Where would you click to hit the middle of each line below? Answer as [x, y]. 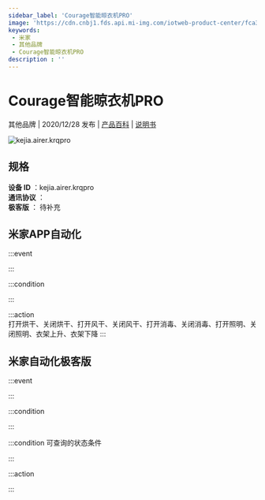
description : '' [37, 60]
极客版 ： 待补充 [34, 207]
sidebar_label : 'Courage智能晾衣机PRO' [71, 15]
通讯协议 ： [26, 197]
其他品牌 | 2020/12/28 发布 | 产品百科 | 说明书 [82, 124]
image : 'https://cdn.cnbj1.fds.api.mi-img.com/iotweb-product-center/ [127, 23]
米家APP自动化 [45, 235]
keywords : [24, 30]
